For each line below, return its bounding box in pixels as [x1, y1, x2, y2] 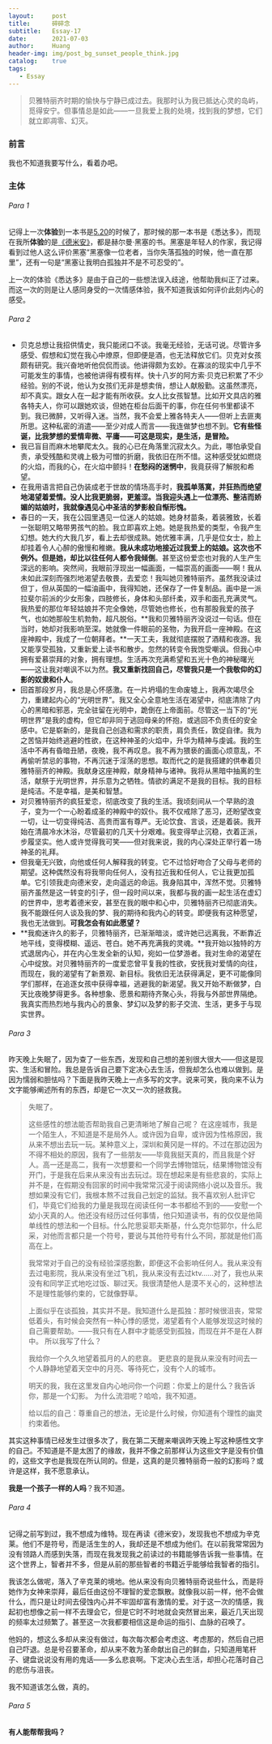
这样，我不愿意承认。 [22, 1466, 94, 1476]
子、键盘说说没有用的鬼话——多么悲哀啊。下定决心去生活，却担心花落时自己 [8, 1654, 264, 1664]
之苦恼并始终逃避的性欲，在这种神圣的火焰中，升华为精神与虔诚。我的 [19, 736, 255, 745]
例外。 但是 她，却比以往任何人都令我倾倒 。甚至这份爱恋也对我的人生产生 [19, 553, 261, 563]
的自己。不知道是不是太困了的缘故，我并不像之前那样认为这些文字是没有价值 [8, 1445, 264, 1456]
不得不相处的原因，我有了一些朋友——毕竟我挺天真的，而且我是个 [28, 1149, 249, 1160]
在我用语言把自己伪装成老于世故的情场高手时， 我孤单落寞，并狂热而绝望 [19, 482, 261, 492]
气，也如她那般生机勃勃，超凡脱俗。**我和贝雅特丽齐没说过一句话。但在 [19, 614, 261, 624]
